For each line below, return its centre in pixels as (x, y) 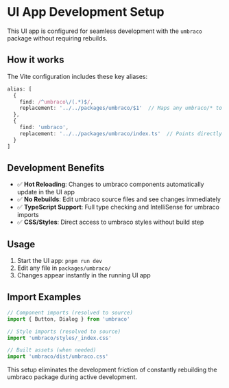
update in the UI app (46, 192)
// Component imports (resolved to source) (70, 312)
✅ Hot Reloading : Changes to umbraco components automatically (110, 184)
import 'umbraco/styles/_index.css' (59, 338)
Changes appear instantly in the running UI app (84, 275)
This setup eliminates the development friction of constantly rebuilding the (112, 370)
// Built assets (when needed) (52, 350)
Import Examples (44, 297)
